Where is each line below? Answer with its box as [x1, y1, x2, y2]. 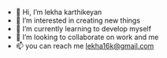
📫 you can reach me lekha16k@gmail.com [15, 42, 154, 50]
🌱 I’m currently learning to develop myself [15, 24, 152, 33]
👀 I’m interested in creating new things [15, 16, 140, 25]
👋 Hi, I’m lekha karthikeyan [15, 8, 102, 16]
